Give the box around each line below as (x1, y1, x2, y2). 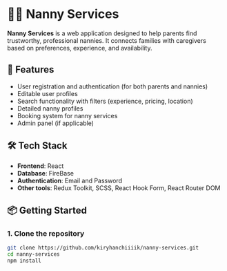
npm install (7, 257, 41, 264)
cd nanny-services (7, 251, 60, 258)
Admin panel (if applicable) (17, 119, 95, 127)
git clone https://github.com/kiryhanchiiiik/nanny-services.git (7, 245, 199, 252)
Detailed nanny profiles (17, 104, 83, 113)
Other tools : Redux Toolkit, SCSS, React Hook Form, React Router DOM (17, 183, 221, 192)
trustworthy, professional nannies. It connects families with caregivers (7, 36, 207, 44)
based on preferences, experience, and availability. (7, 44, 153, 52)
